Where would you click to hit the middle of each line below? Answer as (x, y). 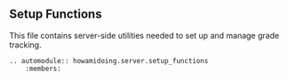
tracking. (25, 45)
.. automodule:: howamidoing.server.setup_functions (109, 61)
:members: (44, 69)
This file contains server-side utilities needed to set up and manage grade (144, 35)
